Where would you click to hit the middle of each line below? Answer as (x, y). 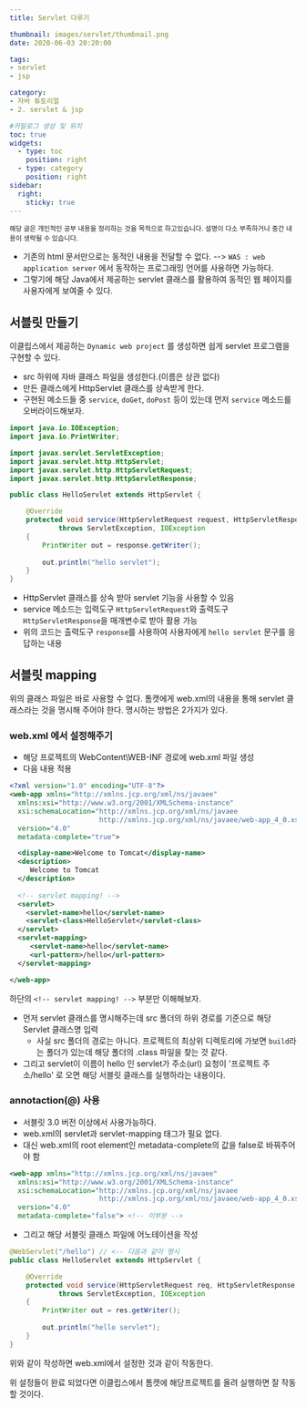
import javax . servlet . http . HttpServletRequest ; (102, 470)
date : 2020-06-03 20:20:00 (61, 43)
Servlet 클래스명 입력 (60, 1029)
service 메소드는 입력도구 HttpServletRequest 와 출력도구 (126, 609)
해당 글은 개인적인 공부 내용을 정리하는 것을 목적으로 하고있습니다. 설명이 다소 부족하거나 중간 (147, 229)
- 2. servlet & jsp (46, 109)
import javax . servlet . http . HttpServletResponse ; (103, 478)
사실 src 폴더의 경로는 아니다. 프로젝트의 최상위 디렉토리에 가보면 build (163, 1041)
